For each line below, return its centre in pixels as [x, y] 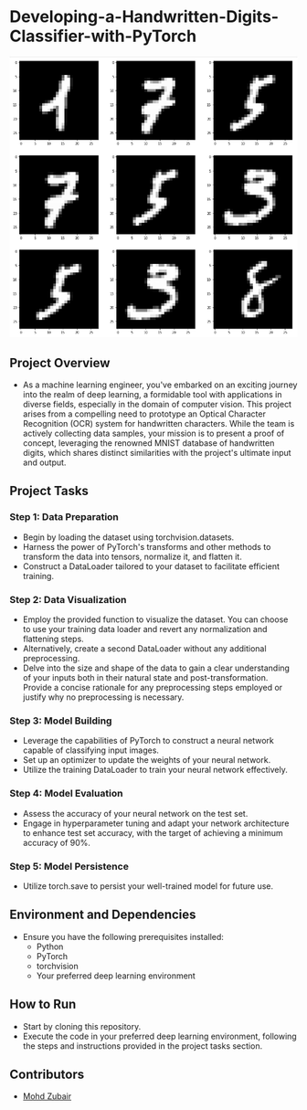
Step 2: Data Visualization [68, 599]
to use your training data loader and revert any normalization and [145, 629]
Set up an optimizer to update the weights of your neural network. [147, 760]
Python [50, 946]
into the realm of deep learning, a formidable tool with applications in [152, 395]
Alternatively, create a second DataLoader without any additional [144, 649]
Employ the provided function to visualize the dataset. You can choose [155, 619]
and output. [44, 462]
